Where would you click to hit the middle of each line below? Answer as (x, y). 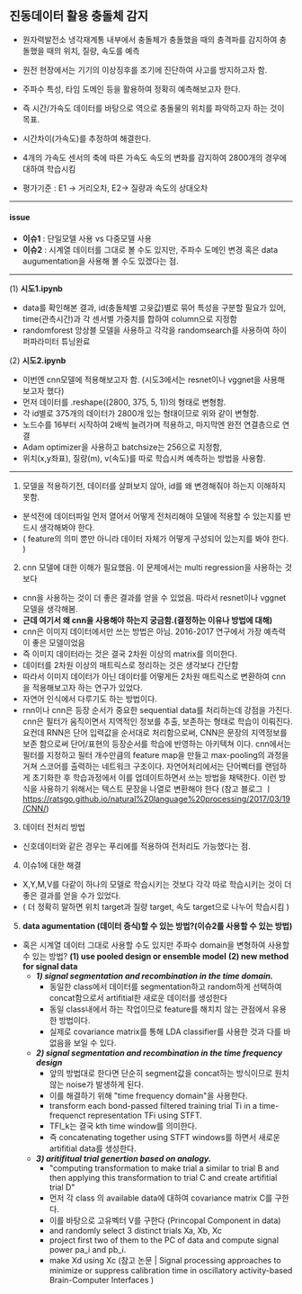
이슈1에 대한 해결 (52, 865)
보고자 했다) (43, 391)
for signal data (50, 967)
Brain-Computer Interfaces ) (102, 1281)
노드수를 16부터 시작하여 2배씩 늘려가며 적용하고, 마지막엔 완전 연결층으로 (151, 424)
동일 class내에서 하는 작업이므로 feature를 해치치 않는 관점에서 (160, 1009)
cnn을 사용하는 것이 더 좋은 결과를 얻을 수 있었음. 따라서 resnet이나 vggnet (154, 598)
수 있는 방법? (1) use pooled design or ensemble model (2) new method (155, 957)
